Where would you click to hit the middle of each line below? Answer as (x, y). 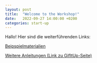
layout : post (18, 9)
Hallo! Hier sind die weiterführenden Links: (48, 37)
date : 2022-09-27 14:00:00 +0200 (41, 18)
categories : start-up (27, 23)
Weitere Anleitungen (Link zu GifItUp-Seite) (48, 56)
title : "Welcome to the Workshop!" (42, 14)
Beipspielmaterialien (25, 46)
